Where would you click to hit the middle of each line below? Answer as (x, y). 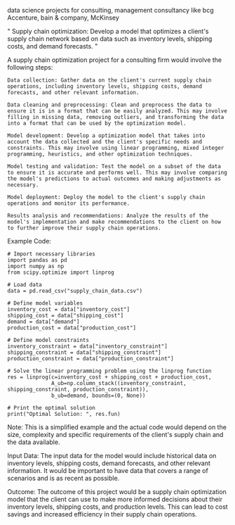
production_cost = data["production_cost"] (72, 328)
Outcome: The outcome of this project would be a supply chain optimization (117, 492)
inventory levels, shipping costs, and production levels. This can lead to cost (117, 507)
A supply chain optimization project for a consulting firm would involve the (115, 60)
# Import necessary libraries (52, 254)
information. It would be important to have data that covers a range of (108, 470)
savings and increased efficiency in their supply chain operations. (102, 514)
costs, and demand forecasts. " (53, 46)
